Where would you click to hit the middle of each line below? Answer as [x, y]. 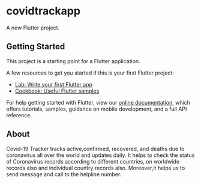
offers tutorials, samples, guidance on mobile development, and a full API [97, 109]
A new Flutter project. [33, 28]
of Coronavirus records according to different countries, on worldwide [93, 161]
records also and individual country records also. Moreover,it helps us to [96, 168]
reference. [19, 115]
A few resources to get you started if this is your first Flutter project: [90, 73]
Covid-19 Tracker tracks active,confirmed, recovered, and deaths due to [95, 149]
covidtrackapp [43, 11]
